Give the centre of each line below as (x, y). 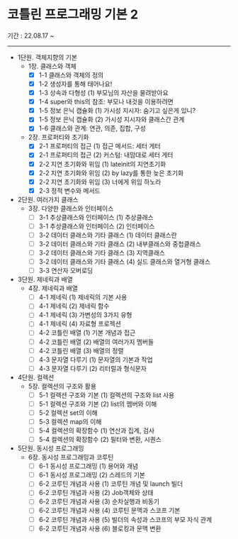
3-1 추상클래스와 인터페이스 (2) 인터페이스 (97, 226)
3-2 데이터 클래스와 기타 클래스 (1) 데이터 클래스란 (108, 235)
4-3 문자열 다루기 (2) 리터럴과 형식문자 (93, 368)
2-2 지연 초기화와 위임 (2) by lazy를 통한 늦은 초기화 (111, 173)
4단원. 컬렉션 (36, 377)
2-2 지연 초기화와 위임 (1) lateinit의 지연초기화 (102, 164)
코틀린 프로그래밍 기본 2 (73, 15)
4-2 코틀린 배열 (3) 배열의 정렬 (81, 350)
